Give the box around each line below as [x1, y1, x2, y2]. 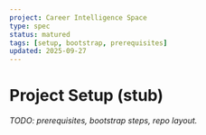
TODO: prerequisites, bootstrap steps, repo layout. [9, 115, 198, 126]
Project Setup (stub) [9, 85, 164, 106]
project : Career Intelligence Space [9, 13, 147, 22]
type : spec [9, 22, 51, 31]
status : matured [9, 30, 70, 39]
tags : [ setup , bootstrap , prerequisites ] [9, 38, 168, 48]
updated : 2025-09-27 [9, 47, 88, 56]
